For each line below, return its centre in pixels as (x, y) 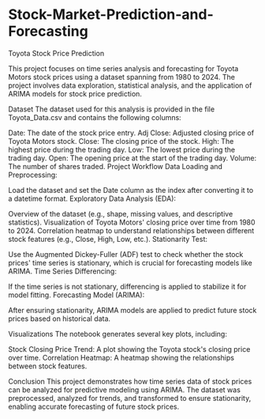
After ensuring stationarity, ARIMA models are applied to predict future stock (132, 310)
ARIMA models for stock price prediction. (75, 93)
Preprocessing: (33, 175)
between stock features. (48, 366)
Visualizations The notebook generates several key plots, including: (118, 334)
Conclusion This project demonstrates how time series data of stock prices (130, 381)
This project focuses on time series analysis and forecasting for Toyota (123, 68)
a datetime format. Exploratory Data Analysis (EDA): (92, 198)
